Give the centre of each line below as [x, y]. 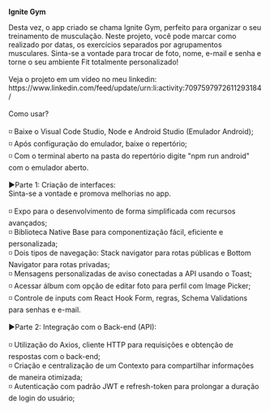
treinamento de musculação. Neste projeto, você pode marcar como [122, 36]
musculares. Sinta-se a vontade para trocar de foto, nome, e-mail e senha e [135, 53]
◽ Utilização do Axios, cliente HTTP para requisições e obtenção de [121, 345]
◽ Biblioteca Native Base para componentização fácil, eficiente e [116, 232]
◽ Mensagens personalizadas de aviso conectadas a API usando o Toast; [131, 274]
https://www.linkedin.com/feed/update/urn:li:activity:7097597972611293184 [135, 88]
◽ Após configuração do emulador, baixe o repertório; [98, 144]
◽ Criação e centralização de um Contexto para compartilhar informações [131, 366]
